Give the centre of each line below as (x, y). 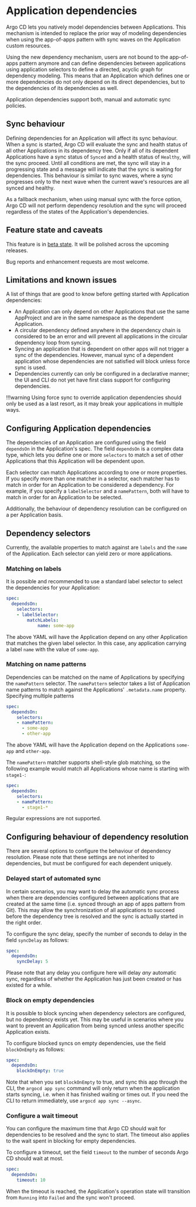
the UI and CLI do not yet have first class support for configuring (92, 380)
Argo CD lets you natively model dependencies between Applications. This (96, 27)
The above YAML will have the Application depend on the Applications (91, 745)
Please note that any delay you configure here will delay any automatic (91, 973)
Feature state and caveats (54, 230)
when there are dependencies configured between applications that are (93, 897)
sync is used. (30, 367)
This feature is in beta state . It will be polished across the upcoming (87, 244)
